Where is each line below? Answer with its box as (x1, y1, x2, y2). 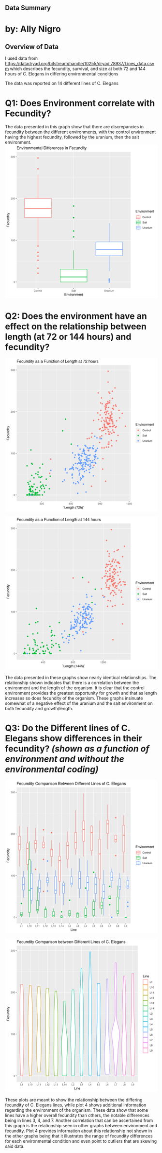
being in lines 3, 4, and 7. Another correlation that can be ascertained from (5, 1118, 153, 1123)
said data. (5, 1143, 25, 1149)
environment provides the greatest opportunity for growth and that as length (5, 690, 157, 696)
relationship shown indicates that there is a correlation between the (5, 680, 139, 685)
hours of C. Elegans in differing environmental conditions (5, 71, 118, 77)
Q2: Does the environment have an (5, 311, 147, 321)
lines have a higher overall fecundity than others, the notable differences (5, 1112, 150, 1118)
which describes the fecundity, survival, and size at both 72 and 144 (10, 66, 146, 72)
